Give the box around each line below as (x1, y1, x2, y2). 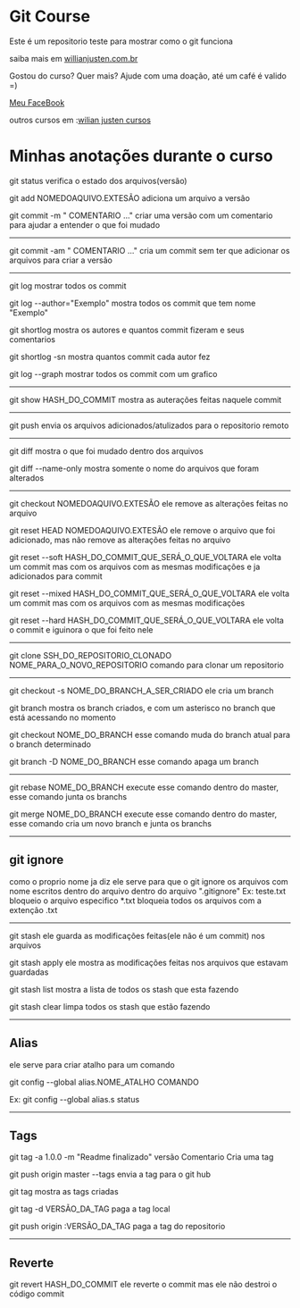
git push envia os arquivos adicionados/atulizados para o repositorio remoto (9, 420, 289, 431)
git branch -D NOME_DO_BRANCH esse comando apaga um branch (9, 756, 259, 767)
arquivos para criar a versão (9, 255, 113, 265)
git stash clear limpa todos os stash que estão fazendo (9, 1001, 211, 1011)
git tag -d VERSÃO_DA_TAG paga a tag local (9, 1203, 171, 1214)
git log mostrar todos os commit (9, 280, 127, 291)
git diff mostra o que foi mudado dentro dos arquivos (9, 445, 204, 457)
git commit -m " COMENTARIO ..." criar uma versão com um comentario (9, 210, 273, 221)
